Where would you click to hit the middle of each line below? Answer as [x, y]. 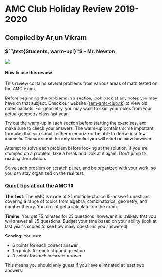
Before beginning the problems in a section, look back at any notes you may [81, 98]
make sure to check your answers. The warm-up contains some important [79, 128]
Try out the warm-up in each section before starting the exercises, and [76, 123]
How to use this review [28, 73]
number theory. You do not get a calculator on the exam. [62, 207]
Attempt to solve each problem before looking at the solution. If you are [76, 148]
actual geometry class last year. [37, 114]
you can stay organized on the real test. [45, 173]
